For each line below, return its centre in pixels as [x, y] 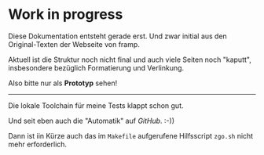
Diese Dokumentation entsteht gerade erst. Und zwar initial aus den [118, 36]
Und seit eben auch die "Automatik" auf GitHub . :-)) [92, 121]
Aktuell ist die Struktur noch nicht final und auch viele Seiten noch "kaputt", [130, 59]
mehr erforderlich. [38, 144]
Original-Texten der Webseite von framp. [74, 44]
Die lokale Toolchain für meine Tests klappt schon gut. [96, 105]
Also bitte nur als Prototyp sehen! [63, 83]
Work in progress [66, 14]
